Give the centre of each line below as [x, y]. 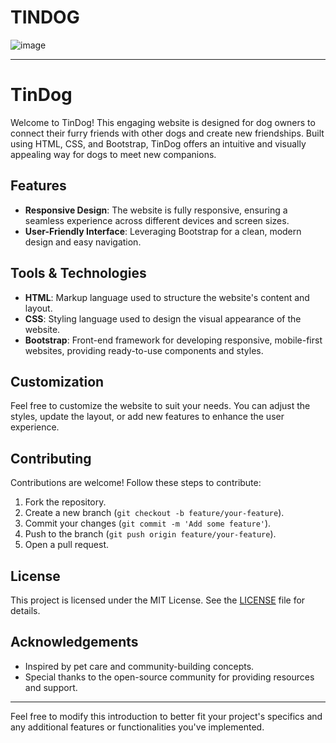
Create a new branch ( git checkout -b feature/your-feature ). [154, 513]
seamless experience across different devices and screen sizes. [157, 220]
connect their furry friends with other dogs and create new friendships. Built [167, 133]
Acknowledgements [74, 642]
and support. [51, 687]
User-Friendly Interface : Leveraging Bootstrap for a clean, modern [163, 231]
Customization [57, 381]
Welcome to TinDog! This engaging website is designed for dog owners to [163, 122]
